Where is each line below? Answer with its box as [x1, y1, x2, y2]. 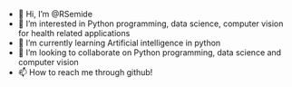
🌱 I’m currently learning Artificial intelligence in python [17, 37, 221, 48]
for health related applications [17, 28, 131, 38]
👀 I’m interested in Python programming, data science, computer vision [17, 18, 284, 29]
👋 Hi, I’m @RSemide [17, 9, 93, 19]
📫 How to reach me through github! [17, 67, 153, 77]
